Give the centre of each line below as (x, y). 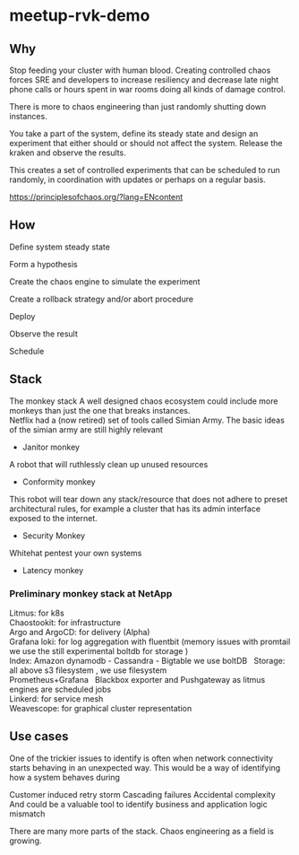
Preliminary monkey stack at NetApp (91, 593)
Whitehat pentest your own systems (76, 553)
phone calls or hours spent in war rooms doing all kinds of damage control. (148, 89)
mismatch (27, 814)
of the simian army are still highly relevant (86, 429)
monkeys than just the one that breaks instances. (100, 410)
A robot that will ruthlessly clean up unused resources (109, 464)
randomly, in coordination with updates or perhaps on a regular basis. (137, 179)
